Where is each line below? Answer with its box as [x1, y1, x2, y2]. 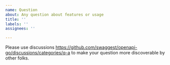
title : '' [5, 17, 27, 22]
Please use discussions [5, 44, 55, 50]
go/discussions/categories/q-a [5, 50, 70, 56]
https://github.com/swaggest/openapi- [55, 44, 138, 50]
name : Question [5, 7, 38, 13]
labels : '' [5, 21, 29, 27]
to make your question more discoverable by [71, 50, 165, 56]
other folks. [5, 55, 30, 61]
